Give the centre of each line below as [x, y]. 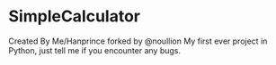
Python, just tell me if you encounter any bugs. [95, 50]
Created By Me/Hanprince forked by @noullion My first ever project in [138, 41]
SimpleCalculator [75, 16]
